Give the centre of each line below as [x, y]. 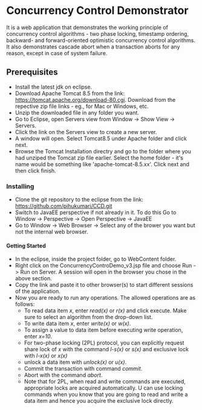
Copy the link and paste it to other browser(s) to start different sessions [104, 285]
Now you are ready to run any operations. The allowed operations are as [105, 298]
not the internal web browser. [52, 232]
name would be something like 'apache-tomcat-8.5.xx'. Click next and [102, 164]
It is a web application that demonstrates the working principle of [87, 27]
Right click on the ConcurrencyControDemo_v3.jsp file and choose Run [103, 266]
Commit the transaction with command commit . [83, 369]
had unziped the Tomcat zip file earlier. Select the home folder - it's [99, 158]
